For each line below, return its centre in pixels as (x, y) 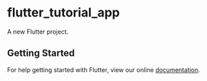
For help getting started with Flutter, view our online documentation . (103, 69)
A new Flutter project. (38, 32)
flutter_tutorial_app (63, 13)
